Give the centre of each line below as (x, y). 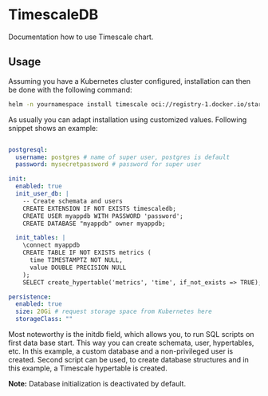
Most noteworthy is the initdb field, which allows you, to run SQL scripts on (131, 334)
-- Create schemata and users (73, 201)
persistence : (30, 297)
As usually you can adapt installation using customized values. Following (128, 119)
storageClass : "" (44, 319)
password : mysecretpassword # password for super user (108, 164)
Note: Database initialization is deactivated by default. (97, 384)
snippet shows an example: (53, 128)
